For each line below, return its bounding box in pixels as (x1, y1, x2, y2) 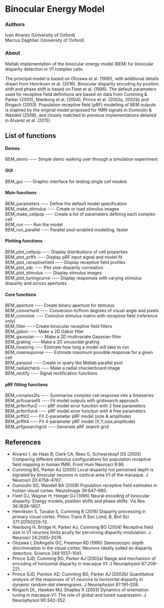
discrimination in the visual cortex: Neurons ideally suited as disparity (12, 545, 153, 551)
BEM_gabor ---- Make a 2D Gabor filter (5, 328, 84, 335)
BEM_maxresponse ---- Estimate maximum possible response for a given (5, 349, 153, 355)
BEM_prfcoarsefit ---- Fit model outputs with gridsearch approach (5, 398, 139, 404)
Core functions (5, 291, 37, 297)
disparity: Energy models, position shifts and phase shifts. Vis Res (12, 498, 145, 504)
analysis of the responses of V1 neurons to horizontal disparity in (12, 577, 143, 582)
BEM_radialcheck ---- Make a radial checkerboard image (5, 365, 120, 371)
